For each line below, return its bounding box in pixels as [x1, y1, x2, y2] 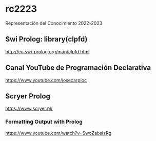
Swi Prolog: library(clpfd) [5, 35, 88, 44]
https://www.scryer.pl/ [5, 106, 53, 112]
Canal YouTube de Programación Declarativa [5, 64, 151, 72]
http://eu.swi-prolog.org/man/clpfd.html [5, 48, 90, 54]
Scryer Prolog [5, 92, 50, 100]
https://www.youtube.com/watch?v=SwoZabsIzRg [5, 130, 112, 136]
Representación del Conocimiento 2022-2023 [5, 20, 103, 26]
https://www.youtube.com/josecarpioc [5, 77, 87, 83]
